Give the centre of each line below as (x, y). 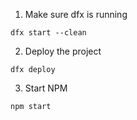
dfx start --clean (48, 33)
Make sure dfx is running (76, 14)
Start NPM (46, 88)
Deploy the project (63, 51)
